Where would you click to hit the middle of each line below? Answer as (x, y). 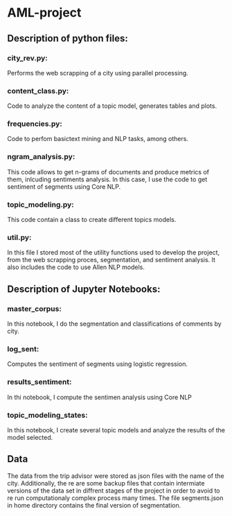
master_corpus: (35, 308)
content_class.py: (38, 91)
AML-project (44, 13)
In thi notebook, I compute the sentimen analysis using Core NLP (100, 397)
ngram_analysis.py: (41, 157)
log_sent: (23, 349)
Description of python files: (68, 38)
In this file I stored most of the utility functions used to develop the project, (114, 252)
